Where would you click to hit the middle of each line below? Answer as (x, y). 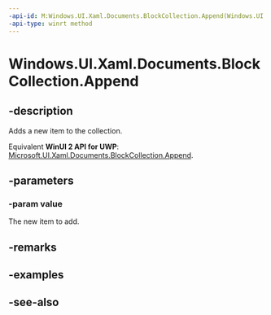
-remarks (33, 247)
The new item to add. (44, 221)
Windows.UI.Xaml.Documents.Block (134, 64)
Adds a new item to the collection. (66, 130)
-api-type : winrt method (50, 24)
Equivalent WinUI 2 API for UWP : (64, 147)
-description (41, 111)
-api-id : (23, 16)
